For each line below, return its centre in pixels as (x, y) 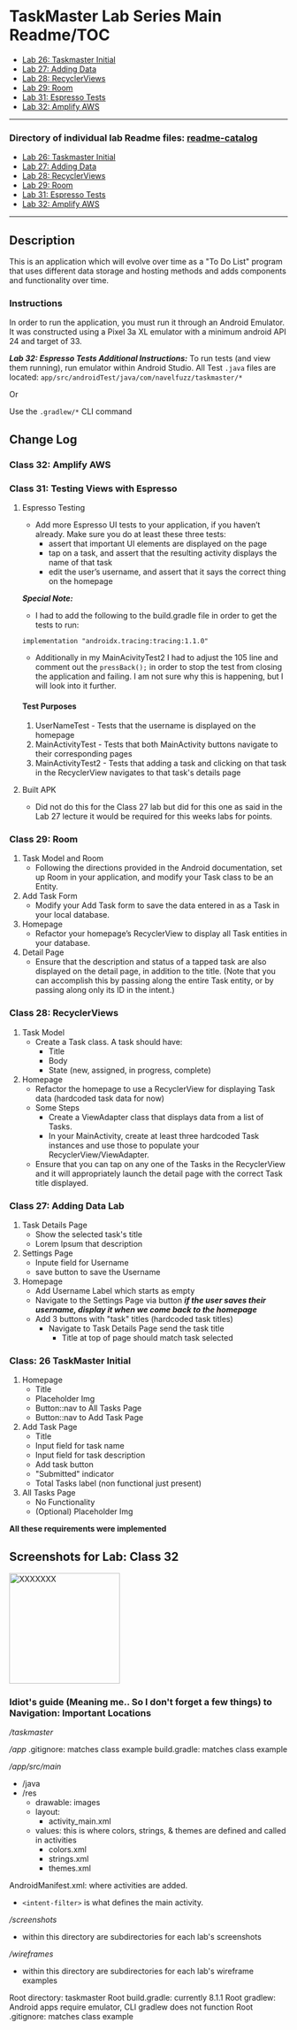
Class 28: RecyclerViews (64, 1013)
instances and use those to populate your (124, 1145)
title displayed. (61, 1182)
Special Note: (47, 598)
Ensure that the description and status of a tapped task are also (151, 962)
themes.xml (69, 1868)
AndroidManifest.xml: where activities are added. (99, 1886)
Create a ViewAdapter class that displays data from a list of (156, 1117)
